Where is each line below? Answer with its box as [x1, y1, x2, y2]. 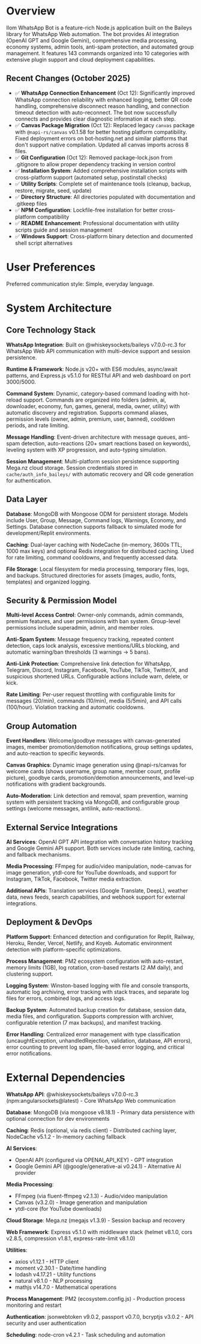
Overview [6, 4, 56, 18]
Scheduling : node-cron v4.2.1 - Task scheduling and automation [6, 1331, 166, 1338]
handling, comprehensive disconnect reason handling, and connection [14, 102, 190, 109]
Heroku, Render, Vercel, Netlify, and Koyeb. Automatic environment [6, 939, 172, 947]
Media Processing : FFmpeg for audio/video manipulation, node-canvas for [6, 863, 192, 870]
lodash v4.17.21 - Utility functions [14, 1271, 96, 1278]
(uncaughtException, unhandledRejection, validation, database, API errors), [6, 1037, 192, 1044]
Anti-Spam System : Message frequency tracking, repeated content [6, 636, 174, 643]
